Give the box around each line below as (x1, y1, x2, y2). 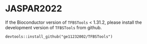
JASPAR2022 (5, 3, 62, 14)
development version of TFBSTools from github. (5, 24, 102, 30)
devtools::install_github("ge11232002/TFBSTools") (5, 34, 113, 39)
